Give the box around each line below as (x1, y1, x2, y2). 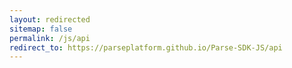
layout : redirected (9, 14, 91, 25)
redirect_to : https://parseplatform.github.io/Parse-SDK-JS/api (9, 42, 283, 53)
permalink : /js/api (9, 33, 91, 43)
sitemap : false (9, 24, 73, 34)
